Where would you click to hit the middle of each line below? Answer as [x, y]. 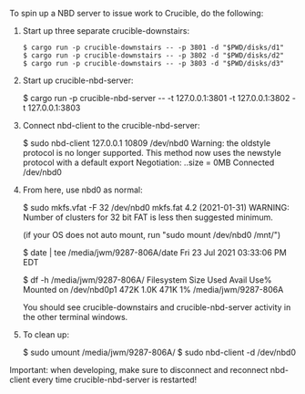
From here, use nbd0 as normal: [82, 190]
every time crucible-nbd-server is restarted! [114, 379]
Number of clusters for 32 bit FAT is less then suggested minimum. [147, 217]
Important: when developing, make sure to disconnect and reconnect [139, 370]
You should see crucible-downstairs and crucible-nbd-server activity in [157, 307]
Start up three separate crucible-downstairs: [106, 31]
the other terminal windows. [75, 317]
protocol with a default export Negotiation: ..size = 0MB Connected [148, 162]
